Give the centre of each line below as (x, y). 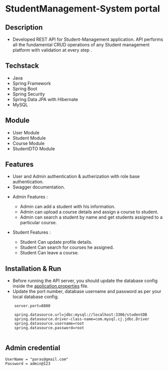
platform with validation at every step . (52, 50)
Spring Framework (32, 83)
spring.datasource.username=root (49, 324)
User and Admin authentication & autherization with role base (76, 176)
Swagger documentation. (39, 187)
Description (24, 27)
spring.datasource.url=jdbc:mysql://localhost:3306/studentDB (81, 315)
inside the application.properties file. (51, 286)
